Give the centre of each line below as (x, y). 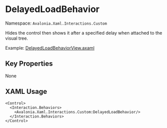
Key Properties (29, 64)
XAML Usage (26, 92)
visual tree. (17, 38)
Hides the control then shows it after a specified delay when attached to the (84, 33)
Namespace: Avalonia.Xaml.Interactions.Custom (56, 23)
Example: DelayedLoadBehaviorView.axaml (50, 48)
